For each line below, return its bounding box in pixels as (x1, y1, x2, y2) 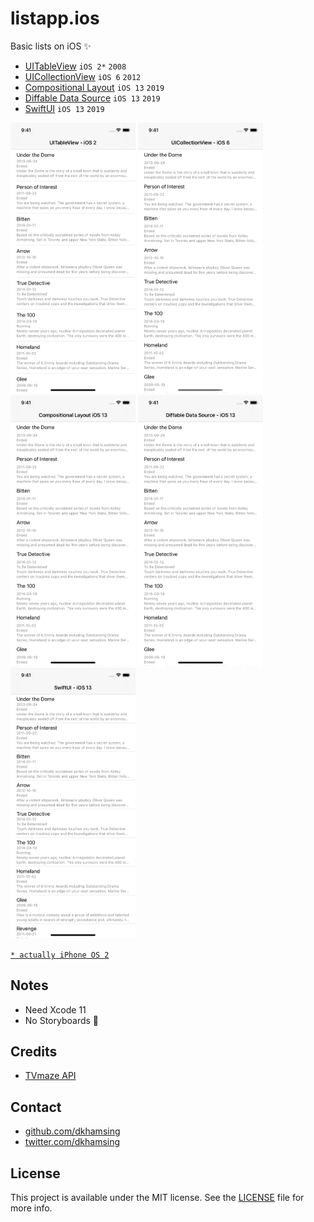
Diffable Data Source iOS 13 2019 (24, 92, 161, 104)
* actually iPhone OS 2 (10, 950, 110, 960)
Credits (10, 1043, 58, 1061)
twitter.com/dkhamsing (24, 1136, 121, 1148)
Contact (10, 1098, 62, 1116)
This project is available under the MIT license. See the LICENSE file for (10, 1192, 305, 1204)
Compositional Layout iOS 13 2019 (24, 81, 165, 93)
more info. (10, 1202, 53, 1214)
